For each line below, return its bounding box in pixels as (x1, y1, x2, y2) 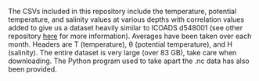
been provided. (8, 65, 57, 73)
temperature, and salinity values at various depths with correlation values (8, 15, 245, 24)
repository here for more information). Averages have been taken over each (8, 31, 252, 40)
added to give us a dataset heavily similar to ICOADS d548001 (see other (8, 23, 243, 32)
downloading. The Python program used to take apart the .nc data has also (8, 56, 250, 65)
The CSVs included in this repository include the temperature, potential (8, 7, 237, 16)
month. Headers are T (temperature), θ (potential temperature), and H (8, 40, 233, 49)
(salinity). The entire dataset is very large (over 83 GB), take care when (8, 48, 237, 57)
